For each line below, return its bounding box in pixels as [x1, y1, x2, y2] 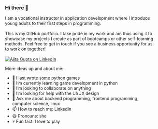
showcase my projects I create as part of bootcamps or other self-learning [5, 36, 154, 42]
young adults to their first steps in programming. [5, 20, 101, 26]
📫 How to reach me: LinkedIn [12, 106, 72, 112]
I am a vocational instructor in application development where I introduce [5, 15, 150, 21]
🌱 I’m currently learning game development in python [12, 80, 118, 86]
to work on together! [5, 46, 46, 52]
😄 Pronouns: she [12, 113, 47, 119]
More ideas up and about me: [5, 66, 64, 72]
